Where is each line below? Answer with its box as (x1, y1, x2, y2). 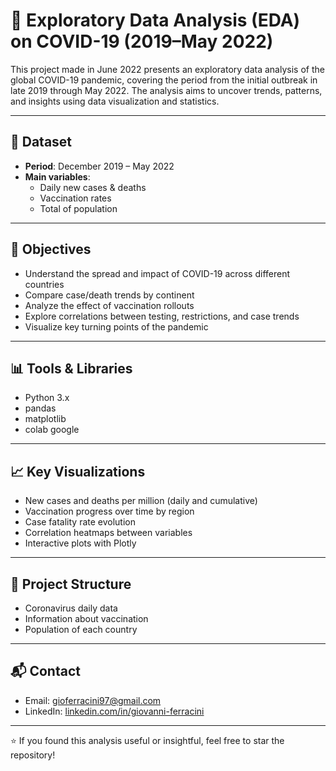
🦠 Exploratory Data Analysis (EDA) (10, 9, 301, 32)
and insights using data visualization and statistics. (10, 95, 220, 107)
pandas (24, 402, 57, 414)
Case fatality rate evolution (24, 516, 137, 528)
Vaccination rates (39, 192, 112, 204)
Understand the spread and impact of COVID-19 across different (24, 267, 291, 279)
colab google (24, 424, 80, 436)
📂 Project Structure (10, 575, 132, 593)
